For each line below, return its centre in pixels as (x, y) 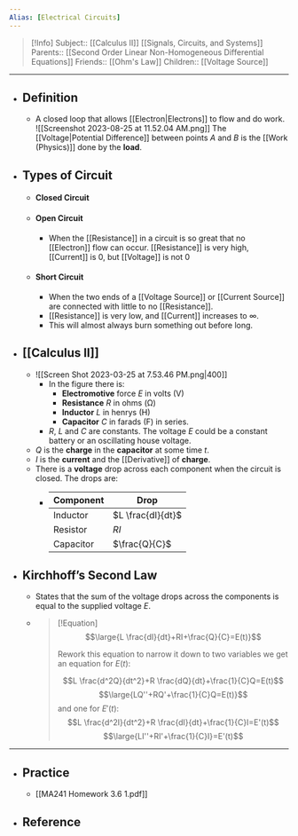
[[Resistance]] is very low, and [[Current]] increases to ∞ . (154, 315)
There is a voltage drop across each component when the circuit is (158, 469)
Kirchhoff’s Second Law (90, 576)
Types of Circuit (67, 175)
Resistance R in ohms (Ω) (109, 402)
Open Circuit (59, 218)
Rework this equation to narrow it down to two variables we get (173, 654)
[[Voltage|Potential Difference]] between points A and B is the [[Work (161, 138)
